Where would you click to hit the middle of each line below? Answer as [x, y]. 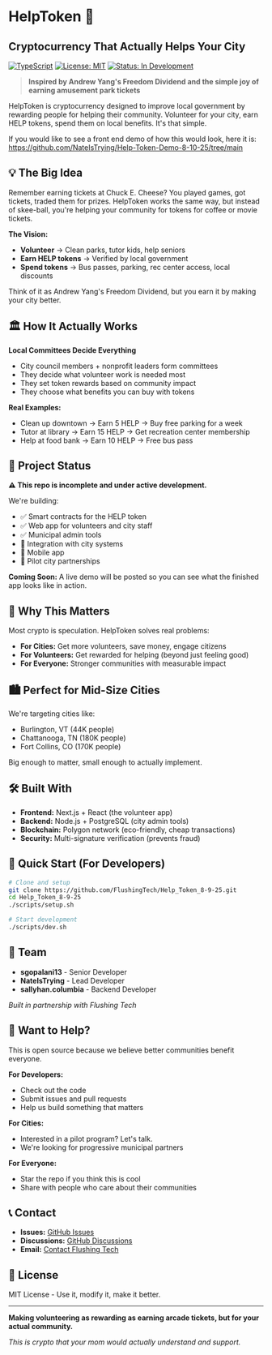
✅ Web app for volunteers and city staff [86, 525]
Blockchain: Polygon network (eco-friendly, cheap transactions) [128, 830]
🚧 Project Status [50, 466]
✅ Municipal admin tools [61, 535]
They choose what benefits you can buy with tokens [107, 392]
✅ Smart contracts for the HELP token [83, 517]
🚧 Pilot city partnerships [60, 561]
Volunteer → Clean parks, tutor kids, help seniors [103, 250]
